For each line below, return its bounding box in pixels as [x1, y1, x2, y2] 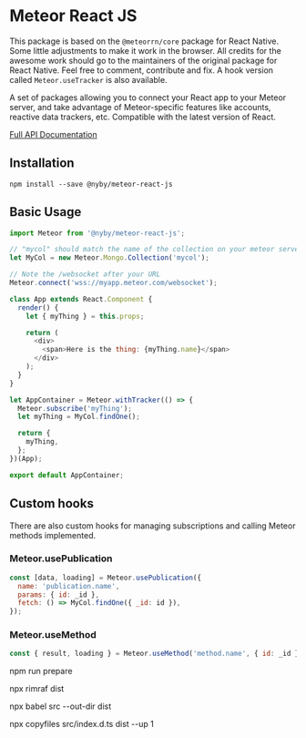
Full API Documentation [9, 128, 97, 139]
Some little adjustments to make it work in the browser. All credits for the [9, 45, 282, 56]
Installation [9, 156, 75, 171]
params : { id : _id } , [17, 589, 100, 600]
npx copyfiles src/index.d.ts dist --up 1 [9, 719, 155, 730]
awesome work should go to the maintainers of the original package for [9, 55, 278, 66]
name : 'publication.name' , [17, 581, 120, 590]
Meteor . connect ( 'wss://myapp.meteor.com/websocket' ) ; [9, 279, 219, 288]
